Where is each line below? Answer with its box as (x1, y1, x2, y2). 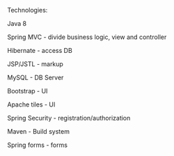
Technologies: (7, 6, 48, 14)
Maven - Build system (7, 127, 70, 135)
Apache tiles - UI (7, 100, 56, 109)
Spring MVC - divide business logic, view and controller (7, 33, 167, 41)
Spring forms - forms (7, 141, 68, 149)
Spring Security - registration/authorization (7, 114, 131, 122)
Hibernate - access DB (7, 47, 73, 54)
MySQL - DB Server (7, 73, 64, 81)
